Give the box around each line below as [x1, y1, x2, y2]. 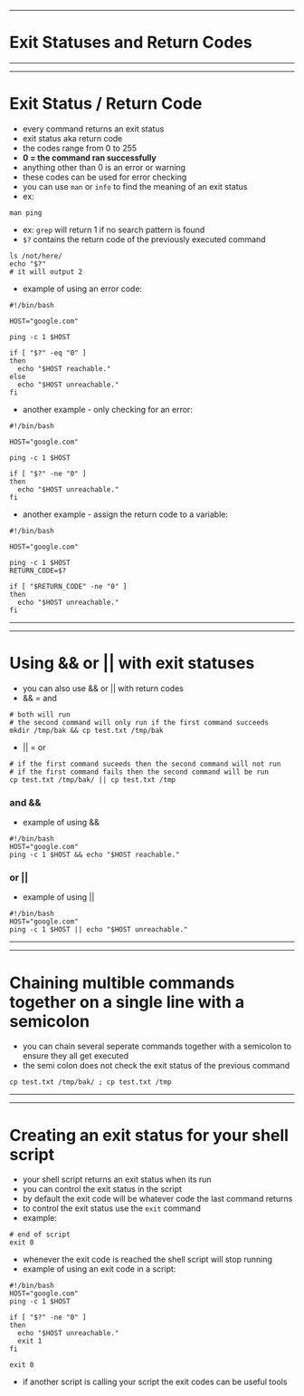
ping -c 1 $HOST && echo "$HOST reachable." [9, 850, 180, 860]
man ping [9, 208, 43, 218]
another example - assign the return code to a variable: [22, 509, 229, 520]
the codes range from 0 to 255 [22, 142, 138, 153]
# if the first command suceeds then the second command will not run [9, 759, 281, 768]
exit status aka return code [22, 132, 123, 143]
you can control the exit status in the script [22, 1184, 183, 1195]
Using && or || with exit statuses [9, 653, 255, 674]
